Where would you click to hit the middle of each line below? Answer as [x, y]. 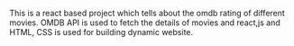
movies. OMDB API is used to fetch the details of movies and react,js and [145, 23]
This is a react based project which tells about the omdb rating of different [147, 13]
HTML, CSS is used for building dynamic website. [101, 32]
